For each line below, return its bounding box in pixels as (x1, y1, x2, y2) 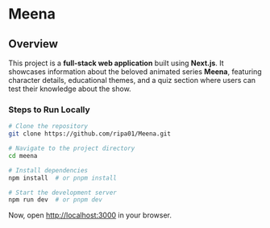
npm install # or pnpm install (8, 174, 117, 182)
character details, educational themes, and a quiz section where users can (8, 76, 256, 85)
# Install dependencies (8, 166, 89, 174)
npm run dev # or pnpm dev (8, 196, 103, 204)
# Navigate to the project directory (8, 144, 135, 153)
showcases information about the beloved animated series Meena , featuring (8, 67, 262, 77)
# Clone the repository (8, 122, 89, 131)
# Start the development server (8, 189, 117, 197)
